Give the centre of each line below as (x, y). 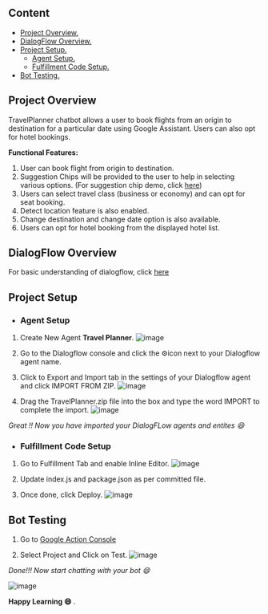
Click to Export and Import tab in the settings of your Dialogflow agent (135, 377)
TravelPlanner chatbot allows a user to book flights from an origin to (120, 120)
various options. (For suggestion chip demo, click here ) (111, 185)
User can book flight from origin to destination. (97, 168)
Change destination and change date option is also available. (120, 219)
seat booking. (42, 202)
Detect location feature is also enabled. (84, 210)
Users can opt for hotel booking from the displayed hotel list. (120, 227)
